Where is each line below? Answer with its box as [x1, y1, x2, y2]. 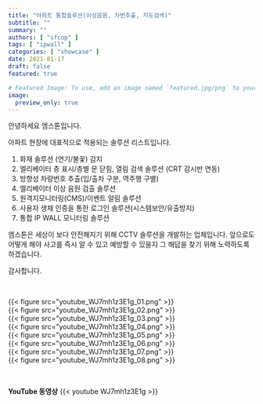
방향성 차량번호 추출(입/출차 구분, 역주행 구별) [19, 174, 159, 184]
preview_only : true [15, 99, 79, 107]
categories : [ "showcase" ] [8, 48, 100, 56]
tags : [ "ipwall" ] [8, 41, 72, 49]
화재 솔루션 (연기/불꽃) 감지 [19, 155, 103, 164]
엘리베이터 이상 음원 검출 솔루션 [19, 184, 116, 193]
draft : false [8, 63, 51, 71]
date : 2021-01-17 [8, 56, 65, 64]
